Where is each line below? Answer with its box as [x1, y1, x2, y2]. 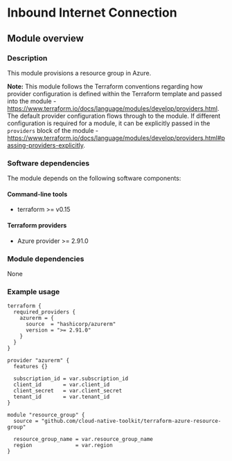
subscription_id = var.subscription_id [13, 375, 129, 382]
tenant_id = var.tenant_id [13, 393, 110, 401]
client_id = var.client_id [13, 381, 110, 388]
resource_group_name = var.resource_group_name [13, 436, 154, 443]
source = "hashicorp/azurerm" [25, 320, 116, 328]
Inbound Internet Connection [7, 5, 178, 21]
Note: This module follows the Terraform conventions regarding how [7, 82, 203, 91]
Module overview [7, 33, 84, 44]
